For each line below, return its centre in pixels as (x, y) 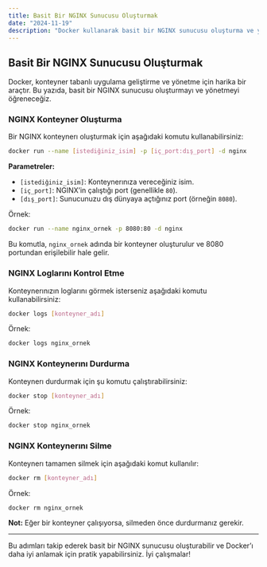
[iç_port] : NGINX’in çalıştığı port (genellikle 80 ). (99, 190)
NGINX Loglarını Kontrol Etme (66, 273)
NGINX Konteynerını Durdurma (69, 364)
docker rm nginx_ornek (46, 508)
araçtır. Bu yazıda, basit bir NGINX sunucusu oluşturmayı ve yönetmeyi (124, 90)
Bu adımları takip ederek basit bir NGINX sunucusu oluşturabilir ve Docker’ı (131, 545)
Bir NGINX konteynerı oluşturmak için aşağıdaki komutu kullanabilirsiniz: (126, 137)
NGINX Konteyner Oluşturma (65, 119)
